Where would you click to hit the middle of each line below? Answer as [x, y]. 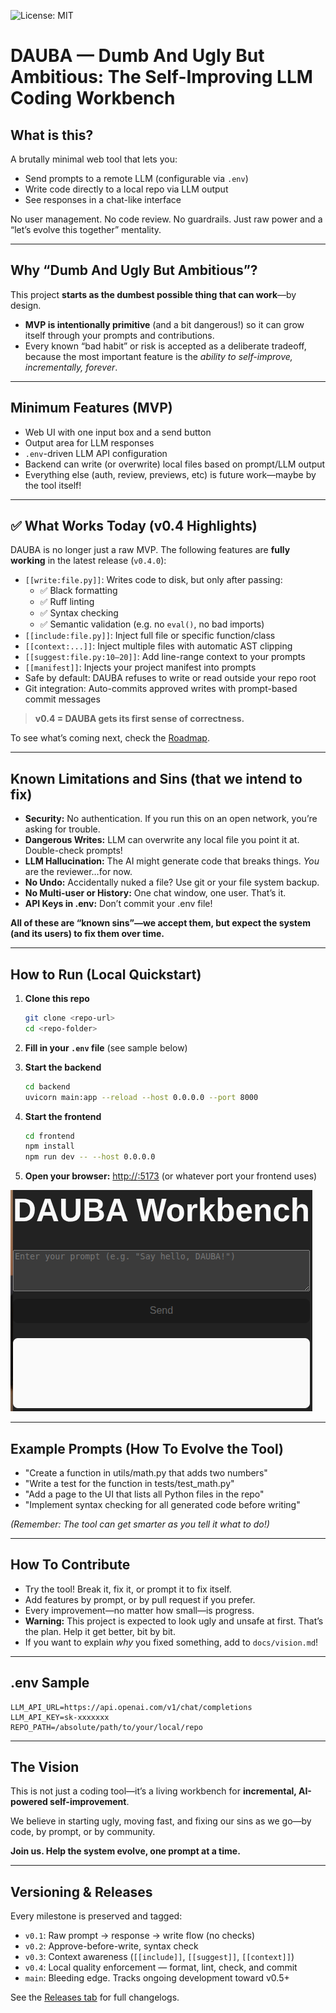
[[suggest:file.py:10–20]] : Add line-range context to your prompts [165, 657]
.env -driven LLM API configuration [96, 453]
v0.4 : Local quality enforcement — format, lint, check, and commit [161, 1967]
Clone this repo [57, 999]
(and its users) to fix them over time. [87, 934]
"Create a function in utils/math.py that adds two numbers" [146, 1473]
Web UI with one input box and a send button [118, 432]
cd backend [47, 1086]
